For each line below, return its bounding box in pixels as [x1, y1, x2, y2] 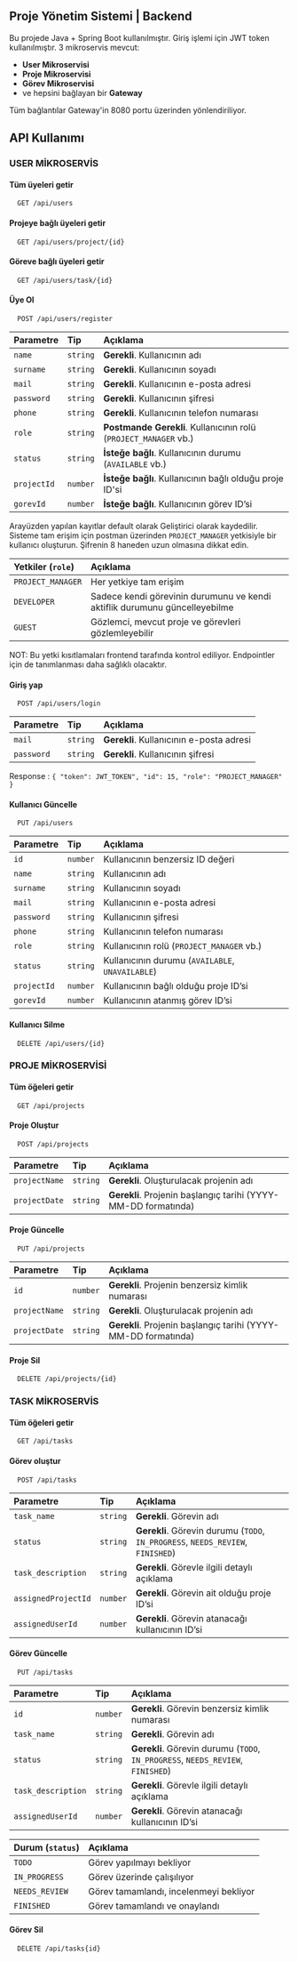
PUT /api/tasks [17, 1668, 74, 1677]
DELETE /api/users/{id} [17, 1039, 105, 1048]
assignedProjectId [13, 1593, 91, 1604]
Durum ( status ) [13, 1841, 80, 1853]
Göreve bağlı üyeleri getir [9, 256, 105, 267]
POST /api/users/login [17, 699, 101, 708]
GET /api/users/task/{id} [17, 276, 114, 285]
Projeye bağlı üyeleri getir [9, 217, 106, 228]
